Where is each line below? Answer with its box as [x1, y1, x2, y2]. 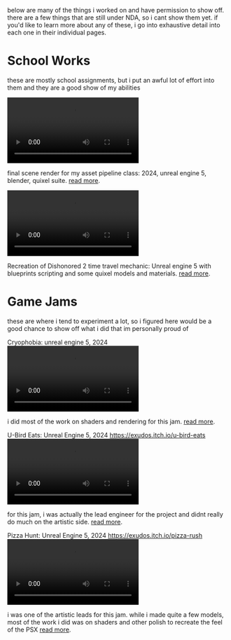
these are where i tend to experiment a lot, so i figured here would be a [7, 317, 212, 325]
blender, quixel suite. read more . [7, 176, 100, 184]
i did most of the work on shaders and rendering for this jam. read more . [7, 417, 216, 425]
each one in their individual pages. [7, 28, 107, 36]
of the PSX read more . [7, 625, 71, 634]
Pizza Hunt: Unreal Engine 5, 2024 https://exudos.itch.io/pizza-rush [7, 531, 203, 539]
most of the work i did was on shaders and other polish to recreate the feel [7, 618, 223, 626]
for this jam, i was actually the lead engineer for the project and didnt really [7, 510, 224, 518]
